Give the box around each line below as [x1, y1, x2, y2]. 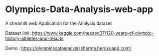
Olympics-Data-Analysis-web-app [5, 4, 153, 15]
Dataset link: [5, 30, 31, 36]
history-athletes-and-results [5, 35, 64, 41]
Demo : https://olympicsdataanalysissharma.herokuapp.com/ [5, 45, 131, 51]
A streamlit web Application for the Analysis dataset [5, 20, 112, 26]
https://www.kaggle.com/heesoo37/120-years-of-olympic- [32, 30, 154, 36]
